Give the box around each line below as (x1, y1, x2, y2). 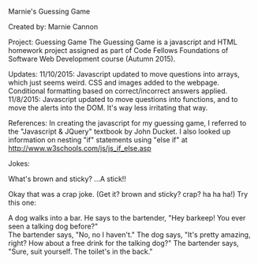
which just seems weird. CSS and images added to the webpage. (8, 78, 219, 87)
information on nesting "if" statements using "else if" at (8, 135, 188, 145)
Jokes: (8, 159, 30, 168)
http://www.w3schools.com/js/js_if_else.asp (8, 144, 151, 153)
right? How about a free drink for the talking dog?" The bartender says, (8, 239, 239, 247)
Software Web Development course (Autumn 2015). (8, 55, 176, 63)
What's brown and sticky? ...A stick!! (8, 174, 126, 183)
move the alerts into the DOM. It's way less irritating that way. (8, 103, 208, 112)
